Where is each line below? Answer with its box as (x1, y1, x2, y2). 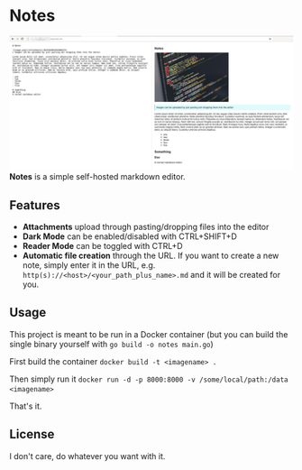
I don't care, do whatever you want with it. (9, 450, 166, 461)
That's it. (9, 401, 42, 411)
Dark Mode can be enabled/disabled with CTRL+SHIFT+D (22, 231, 237, 242)
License (9, 427, 55, 442)
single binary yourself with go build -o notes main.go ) (9, 338, 214, 349)
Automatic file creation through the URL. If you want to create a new (22, 250, 279, 261)
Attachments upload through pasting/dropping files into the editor (22, 221, 270, 232)
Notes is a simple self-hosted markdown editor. (9, 171, 187, 182)
